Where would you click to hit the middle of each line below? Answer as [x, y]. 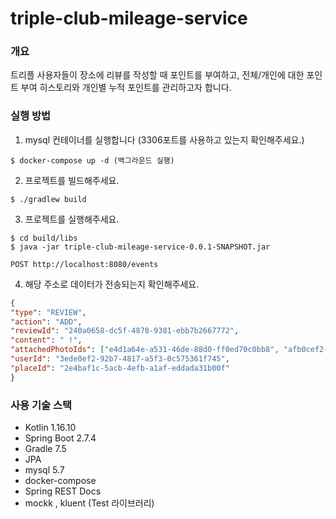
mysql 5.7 [44, 469]
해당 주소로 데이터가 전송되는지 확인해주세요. [112, 284]
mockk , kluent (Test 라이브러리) [89, 503]
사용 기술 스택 [41, 405]
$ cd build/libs [44, 238]
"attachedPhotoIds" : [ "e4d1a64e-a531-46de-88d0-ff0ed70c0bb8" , [145, 350]
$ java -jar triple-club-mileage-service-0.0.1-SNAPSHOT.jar [140, 247]
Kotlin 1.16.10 [50, 427]
